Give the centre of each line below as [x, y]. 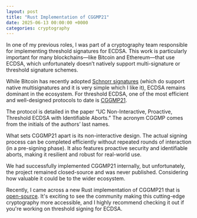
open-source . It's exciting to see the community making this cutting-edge [96, 196]
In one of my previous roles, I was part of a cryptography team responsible [97, 45]
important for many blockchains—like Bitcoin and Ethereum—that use [91, 57]
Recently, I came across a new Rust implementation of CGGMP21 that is [93, 190]
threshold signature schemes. [42, 70]
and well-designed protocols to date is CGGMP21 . [67, 100]
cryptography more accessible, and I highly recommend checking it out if [95, 203]
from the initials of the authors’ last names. [58, 124]
